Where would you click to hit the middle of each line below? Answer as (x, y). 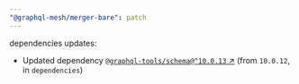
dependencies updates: (53, 43)
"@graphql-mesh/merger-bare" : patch (78, 17)
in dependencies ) (53, 70)
